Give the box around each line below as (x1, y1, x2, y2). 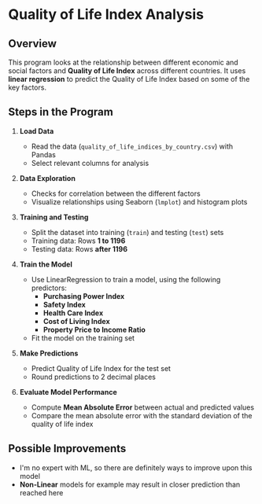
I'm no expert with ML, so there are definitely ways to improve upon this (19, 462, 253, 473)
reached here (19, 487, 64, 497)
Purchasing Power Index (42, 291, 125, 300)
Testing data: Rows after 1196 (31, 244, 128, 253)
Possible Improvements (8, 442, 127, 455)
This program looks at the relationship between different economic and (8, 57, 238, 67)
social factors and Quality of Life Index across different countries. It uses (8, 66, 246, 75)
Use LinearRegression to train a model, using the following (31, 274, 221, 284)
